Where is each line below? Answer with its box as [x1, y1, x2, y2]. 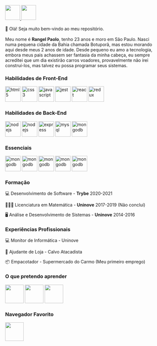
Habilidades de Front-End [5, 75, 68, 82]
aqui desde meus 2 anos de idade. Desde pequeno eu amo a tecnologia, [5, 47, 153, 52]
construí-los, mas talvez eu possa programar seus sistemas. [5, 63, 128, 68]
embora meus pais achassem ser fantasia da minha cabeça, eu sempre [5, 52, 150, 58]
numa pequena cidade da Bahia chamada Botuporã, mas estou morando [5, 42, 152, 47]
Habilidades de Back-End [5, 110, 67, 117]
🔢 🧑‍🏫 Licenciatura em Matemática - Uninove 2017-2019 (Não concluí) [5, 202, 146, 208]
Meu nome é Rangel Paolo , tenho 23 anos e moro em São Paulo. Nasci [5, 37, 150, 42]
